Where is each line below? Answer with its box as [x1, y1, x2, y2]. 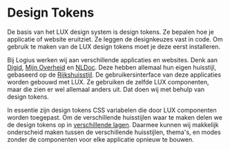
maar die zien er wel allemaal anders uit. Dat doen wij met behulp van [7, 85, 205, 93]
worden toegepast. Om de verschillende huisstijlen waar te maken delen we [7, 113, 222, 122]
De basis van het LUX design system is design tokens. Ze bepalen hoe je [7, 28, 214, 36]
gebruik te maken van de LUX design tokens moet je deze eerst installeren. [7, 42, 221, 50]
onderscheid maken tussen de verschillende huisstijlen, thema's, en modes [7, 128, 221, 136]
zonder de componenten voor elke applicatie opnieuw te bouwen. [7, 135, 195, 143]
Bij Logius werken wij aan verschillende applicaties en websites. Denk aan [7, 55, 218, 64]
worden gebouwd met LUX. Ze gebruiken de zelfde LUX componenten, [7, 77, 209, 86]
